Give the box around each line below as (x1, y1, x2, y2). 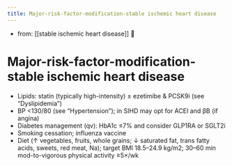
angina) (17, 114, 40, 122)
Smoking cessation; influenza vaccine (17, 128, 127, 137)
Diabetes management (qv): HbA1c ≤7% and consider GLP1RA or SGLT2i (17, 121, 226, 130)
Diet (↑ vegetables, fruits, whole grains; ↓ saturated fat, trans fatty (17, 136, 210, 144)
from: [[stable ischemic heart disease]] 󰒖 (17, 29, 135, 38)
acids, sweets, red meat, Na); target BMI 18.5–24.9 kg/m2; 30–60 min (17, 144, 216, 152)
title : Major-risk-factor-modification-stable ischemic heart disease (7, 10, 217, 17)
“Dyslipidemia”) (17, 99, 63, 107)
